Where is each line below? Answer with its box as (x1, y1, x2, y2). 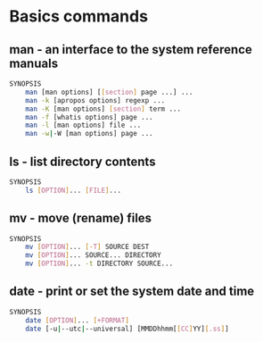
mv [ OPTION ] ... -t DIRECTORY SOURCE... (25, 259, 174, 269)
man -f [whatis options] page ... (25, 113, 153, 121)
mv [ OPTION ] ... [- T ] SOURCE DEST (25, 243, 150, 252)
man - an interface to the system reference (9, 42, 252, 57)
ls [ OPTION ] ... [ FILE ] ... (25, 186, 122, 195)
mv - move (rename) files (9, 211, 152, 226)
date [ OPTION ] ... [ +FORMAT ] (25, 315, 129, 325)
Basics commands (9, 6, 149, 27)
